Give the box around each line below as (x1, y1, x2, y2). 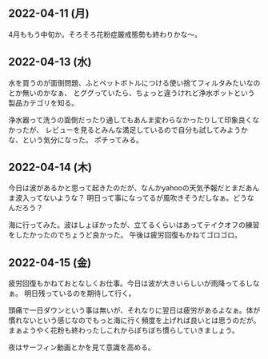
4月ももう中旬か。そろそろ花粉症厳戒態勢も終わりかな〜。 (8, 30, 202, 39)
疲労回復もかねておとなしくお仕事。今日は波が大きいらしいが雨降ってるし (8, 278, 254, 289)
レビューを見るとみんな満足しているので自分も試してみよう (45, 125, 242, 134)
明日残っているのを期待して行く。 (23, 289, 136, 298)
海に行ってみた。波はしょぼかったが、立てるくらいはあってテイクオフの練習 (8, 220, 260, 229)
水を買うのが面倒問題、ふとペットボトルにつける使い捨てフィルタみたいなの (8, 78, 261, 87)
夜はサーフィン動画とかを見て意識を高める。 (8, 342, 155, 353)
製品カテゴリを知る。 (8, 98, 78, 107)
